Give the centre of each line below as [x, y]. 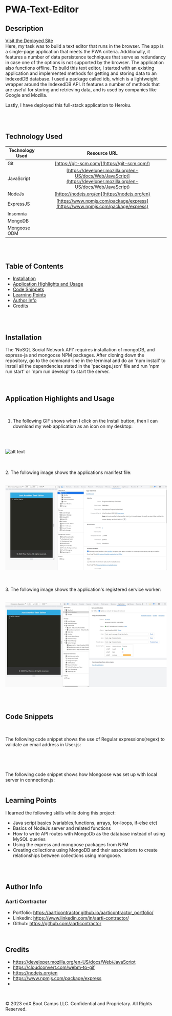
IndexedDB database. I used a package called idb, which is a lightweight [81, 79]
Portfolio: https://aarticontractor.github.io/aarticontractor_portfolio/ [83, 913]
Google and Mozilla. [26, 95]
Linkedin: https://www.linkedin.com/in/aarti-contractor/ [71, 918]
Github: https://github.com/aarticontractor [57, 924]
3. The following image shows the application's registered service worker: [83, 590]
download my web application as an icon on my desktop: [73, 426]
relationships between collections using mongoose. [67, 855]
